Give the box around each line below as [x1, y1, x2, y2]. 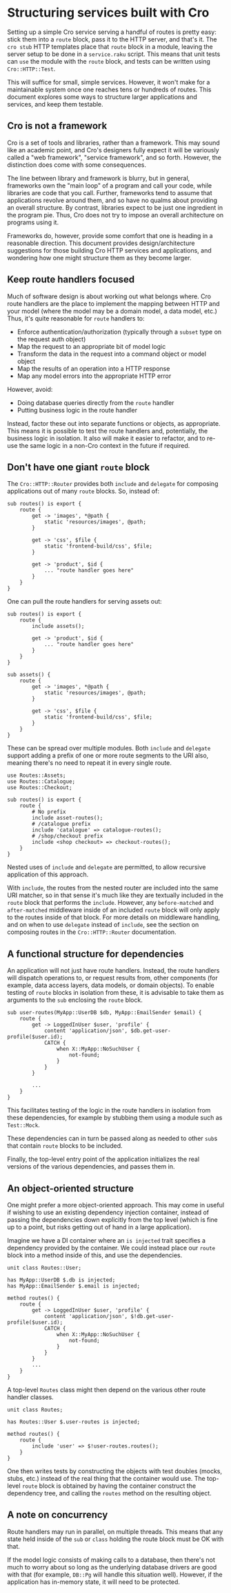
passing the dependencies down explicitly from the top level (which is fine [7, 1216, 219, 1223]
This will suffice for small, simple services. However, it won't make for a [7, 78, 210, 86]
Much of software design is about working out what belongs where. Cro [7, 292, 212, 300]
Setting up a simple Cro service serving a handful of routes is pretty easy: [7, 28, 217, 36]
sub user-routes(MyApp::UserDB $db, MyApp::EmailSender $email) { [7, 1009, 202, 1016]
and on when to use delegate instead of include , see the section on [7, 921, 199, 929]
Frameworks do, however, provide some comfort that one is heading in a [7, 231, 213, 240]
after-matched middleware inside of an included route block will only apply [7, 906, 220, 915]
